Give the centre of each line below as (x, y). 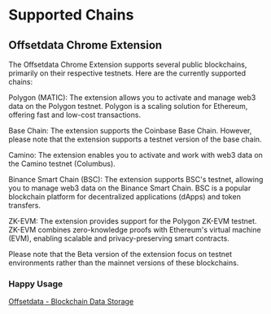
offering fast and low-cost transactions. (74, 115)
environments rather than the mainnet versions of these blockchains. (124, 263)
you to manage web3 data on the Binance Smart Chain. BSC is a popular (130, 188)
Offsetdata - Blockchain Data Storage (71, 302)
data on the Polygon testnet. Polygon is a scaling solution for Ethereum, (128, 106)
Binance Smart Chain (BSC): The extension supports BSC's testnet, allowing (136, 179)
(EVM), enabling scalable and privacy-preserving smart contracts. (119, 238)
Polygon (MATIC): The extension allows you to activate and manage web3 (132, 98)
